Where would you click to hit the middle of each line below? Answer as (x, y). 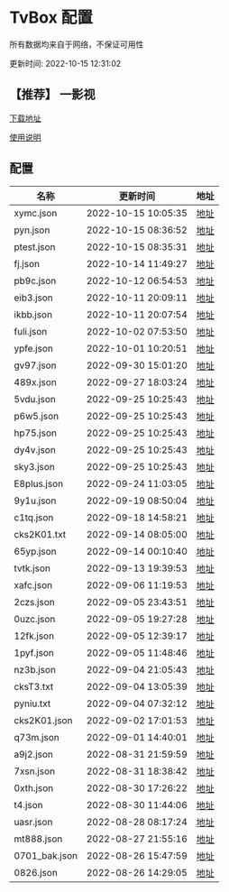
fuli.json (31, 331)
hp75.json (35, 433)
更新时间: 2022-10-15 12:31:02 (65, 63)
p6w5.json (37, 416)
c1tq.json (34, 517)
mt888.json (38, 839)
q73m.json (37, 737)
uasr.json (33, 822)
